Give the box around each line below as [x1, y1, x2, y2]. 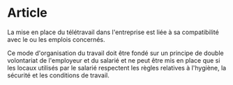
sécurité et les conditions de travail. [7, 71, 110, 79]
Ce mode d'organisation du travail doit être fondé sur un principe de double [7, 49, 225, 57]
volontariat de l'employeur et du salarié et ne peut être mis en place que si [7, 56, 220, 64]
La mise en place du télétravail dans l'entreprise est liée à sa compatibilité [7, 28, 220, 36]
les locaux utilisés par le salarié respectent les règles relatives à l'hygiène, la [7, 63, 227, 72]
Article [7, 5, 47, 21]
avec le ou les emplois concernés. [7, 35, 105, 43]
